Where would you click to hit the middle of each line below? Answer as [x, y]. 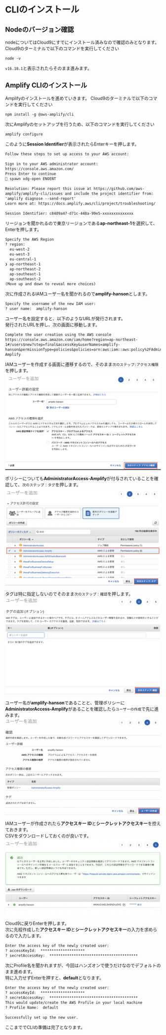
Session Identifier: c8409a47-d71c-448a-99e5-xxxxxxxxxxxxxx [69, 213]
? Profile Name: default [32, 1008]
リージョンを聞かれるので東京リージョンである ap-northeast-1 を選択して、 [81, 223]
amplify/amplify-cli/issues [34, 194]
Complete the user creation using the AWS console [58, 335]
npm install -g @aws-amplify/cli [40, 114]
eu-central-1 [23, 259]
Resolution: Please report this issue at [48, 189]
